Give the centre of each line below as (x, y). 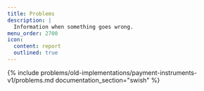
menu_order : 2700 (33, 33)
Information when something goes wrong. (74, 27)
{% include (23, 72)
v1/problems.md (31, 80)
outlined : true (36, 53)
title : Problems (31, 14)
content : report (37, 46)
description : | (30, 20)
